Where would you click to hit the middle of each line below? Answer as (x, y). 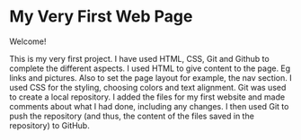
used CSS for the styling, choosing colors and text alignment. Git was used (148, 87)
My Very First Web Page (101, 17)
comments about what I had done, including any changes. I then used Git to (149, 106)
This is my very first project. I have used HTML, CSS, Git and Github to (139, 58)
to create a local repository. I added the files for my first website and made (147, 97)
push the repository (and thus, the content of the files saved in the (132, 116)
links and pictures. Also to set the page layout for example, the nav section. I (150, 77)
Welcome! (28, 41)
